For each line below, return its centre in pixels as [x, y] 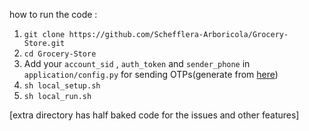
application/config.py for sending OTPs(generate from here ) [151, 74]
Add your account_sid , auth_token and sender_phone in [137, 63]
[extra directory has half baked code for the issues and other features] [154, 115]
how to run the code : [53, 14]
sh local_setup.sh [62, 86]
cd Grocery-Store [60, 54]
